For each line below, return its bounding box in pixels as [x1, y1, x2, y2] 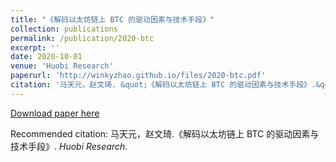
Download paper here [10, 107, 100, 119]
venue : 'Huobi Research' [10, 61, 114, 71]
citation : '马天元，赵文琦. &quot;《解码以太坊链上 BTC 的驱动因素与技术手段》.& [10, 80, 321, 90]
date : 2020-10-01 [10, 52, 83, 62]
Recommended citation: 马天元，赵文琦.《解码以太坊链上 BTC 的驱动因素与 [10, 127, 320, 140]
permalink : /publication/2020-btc [10, 33, 155, 43]
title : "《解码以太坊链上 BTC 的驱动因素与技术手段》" [10, 14, 215, 25]
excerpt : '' [10, 42, 60, 53]
